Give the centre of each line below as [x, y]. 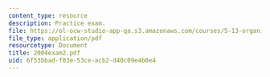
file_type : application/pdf [55, 38]
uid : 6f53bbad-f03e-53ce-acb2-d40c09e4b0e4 [82, 61]
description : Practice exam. [57, 23]
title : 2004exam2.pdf [45, 53]
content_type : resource [48, 16]
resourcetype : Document [48, 46]
